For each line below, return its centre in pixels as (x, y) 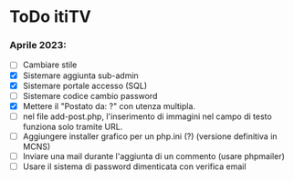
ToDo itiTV (50, 17)
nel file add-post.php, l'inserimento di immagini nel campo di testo (147, 116)
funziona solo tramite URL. (73, 126)
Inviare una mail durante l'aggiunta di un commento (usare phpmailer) (154, 156)
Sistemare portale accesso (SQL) (85, 85)
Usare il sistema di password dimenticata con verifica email (134, 166)
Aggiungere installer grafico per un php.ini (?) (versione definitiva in (150, 136)
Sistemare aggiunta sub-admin (80, 75)
